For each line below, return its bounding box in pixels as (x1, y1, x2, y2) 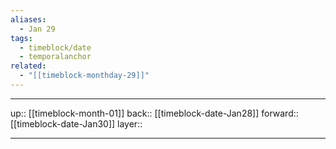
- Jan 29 (19, 24, 56, 34)
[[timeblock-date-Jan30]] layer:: (10, 117, 143, 130)
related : (10, 61, 47, 71)
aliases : (10, 14, 47, 25)
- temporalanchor (19, 52, 92, 62)
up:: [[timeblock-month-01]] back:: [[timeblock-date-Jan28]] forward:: (10, 107, 299, 119)
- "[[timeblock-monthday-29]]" (19, 71, 150, 81)
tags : (10, 33, 33, 43)
